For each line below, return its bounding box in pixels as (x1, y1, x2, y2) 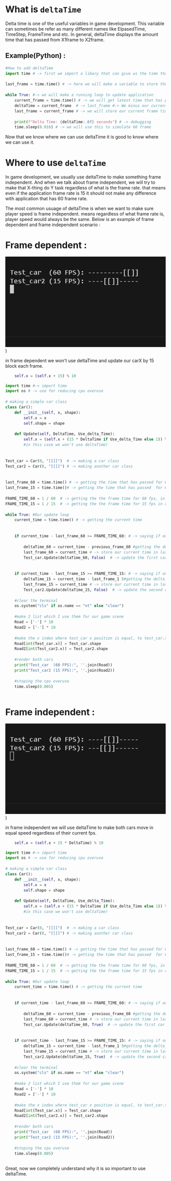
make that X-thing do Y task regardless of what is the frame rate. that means (5, 185, 166, 191)
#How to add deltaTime (5, 65, 53, 71)
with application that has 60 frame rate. (5, 196, 88, 202)
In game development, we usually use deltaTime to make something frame (5, 174, 161, 180)
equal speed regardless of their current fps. (5, 830, 97, 836)
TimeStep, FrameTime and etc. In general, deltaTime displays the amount (5, 31, 159, 37)
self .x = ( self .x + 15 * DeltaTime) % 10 (14, 840, 103, 845)
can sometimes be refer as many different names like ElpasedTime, (5, 25, 147, 32)
